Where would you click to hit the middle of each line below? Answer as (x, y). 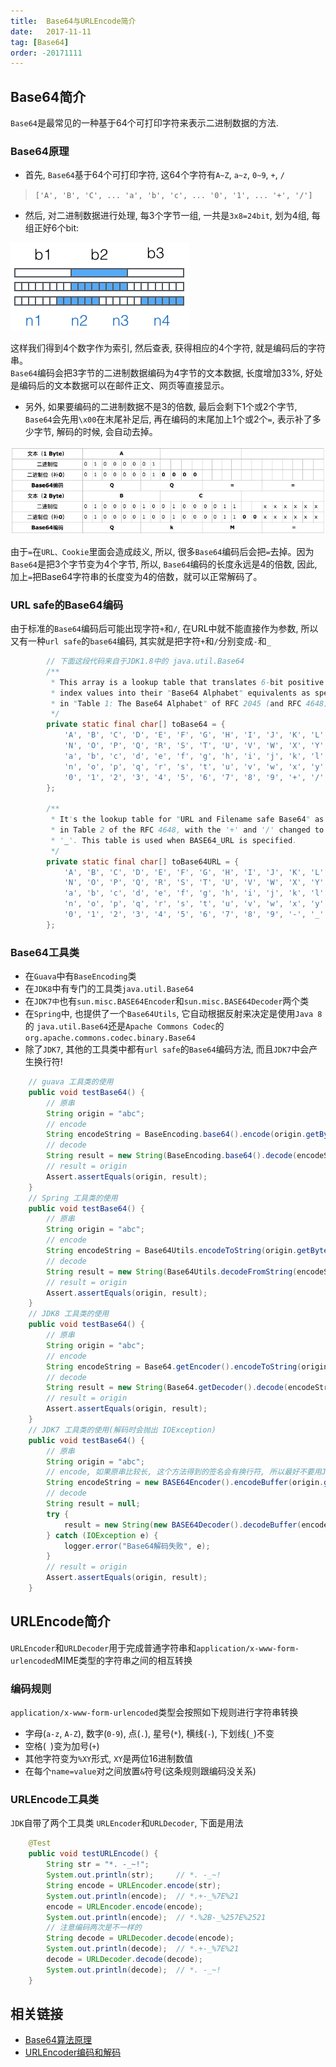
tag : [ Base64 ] (40, 42)
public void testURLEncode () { (93, 1854)
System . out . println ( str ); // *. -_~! (134, 1875)
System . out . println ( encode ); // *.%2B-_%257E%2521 (156, 1917)
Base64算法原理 (58, 2040)
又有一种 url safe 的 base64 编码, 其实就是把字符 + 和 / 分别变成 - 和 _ (141, 641)
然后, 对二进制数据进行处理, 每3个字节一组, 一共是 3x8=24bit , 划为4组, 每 (172, 216)
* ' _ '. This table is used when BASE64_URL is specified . (174, 840)
